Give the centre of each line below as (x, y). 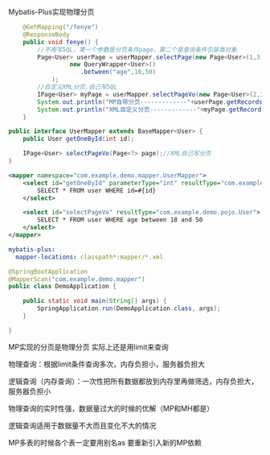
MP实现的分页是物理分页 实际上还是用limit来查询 (88, 347)
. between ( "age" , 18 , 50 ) (118, 72)
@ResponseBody (46, 35)
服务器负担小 (29, 391)
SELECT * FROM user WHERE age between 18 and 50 (120, 220)
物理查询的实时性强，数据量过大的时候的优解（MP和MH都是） (111, 408)
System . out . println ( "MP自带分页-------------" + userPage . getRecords (150, 102)
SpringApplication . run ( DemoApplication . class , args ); (129, 308)
